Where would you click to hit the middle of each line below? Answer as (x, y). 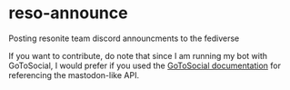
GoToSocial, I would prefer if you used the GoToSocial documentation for (145, 65)
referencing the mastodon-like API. (74, 75)
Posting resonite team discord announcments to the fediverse (124, 38)
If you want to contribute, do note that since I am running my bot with (138, 55)
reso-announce (68, 13)
